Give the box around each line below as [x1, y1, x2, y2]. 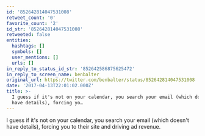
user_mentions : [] [12, 54, 59, 60]
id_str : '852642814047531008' [6, 26, 84, 32]
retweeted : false [6, 32, 51, 38]
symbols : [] [12, 49, 43, 55]
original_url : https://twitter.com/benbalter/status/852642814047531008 [6, 77, 195, 83]
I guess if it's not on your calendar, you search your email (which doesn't [6, 116, 189, 124]
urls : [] [12, 60, 34, 66]
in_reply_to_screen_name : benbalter [6, 71, 99, 77]
